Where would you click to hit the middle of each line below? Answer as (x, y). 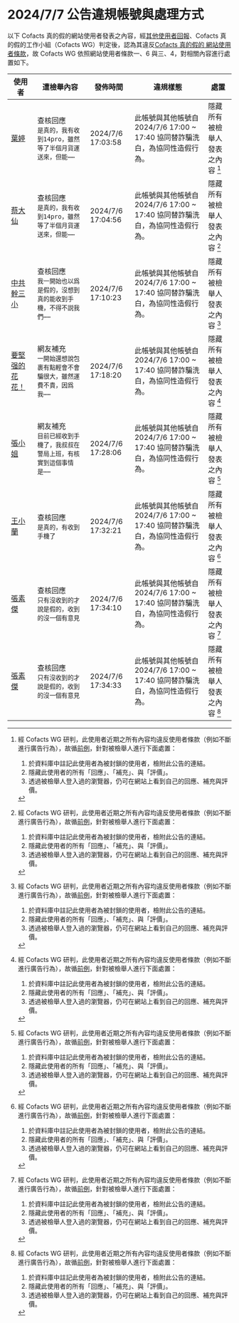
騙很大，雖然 (55, 377)
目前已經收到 (55, 436)
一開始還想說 (55, 359)
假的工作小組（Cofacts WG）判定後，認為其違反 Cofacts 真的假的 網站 (116, 44)
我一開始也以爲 (59, 281)
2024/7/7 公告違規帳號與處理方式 (106, 15)
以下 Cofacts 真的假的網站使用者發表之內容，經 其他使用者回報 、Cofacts (113, 36)
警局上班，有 (55, 454)
